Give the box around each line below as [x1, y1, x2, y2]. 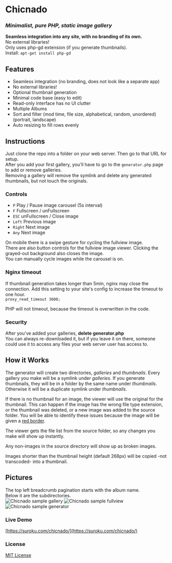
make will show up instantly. [5, 433, 65, 439]
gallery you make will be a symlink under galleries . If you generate [5, 375, 145, 381]
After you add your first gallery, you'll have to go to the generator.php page [5, 162, 164, 168]
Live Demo [5, 516, 32, 523]
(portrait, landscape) [12, 117, 56, 123]
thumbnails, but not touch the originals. [5, 178, 88, 184]
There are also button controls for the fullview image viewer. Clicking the [5, 245, 159, 251]
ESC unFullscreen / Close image [12, 213, 79, 219]
